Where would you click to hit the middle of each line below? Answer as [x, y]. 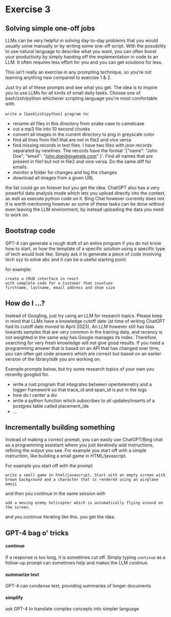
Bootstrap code [30, 231]
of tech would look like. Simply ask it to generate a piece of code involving [83, 254]
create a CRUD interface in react [42, 279]
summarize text [22, 574]
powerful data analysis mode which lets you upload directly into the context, [86, 193]
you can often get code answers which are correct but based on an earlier [83, 353]
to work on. [17, 215]
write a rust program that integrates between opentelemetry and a [82, 384]
